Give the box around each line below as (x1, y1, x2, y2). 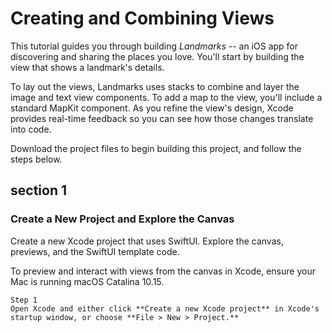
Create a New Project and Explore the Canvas (10, 212, 235, 226)
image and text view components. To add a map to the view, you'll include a (10, 91, 323, 103)
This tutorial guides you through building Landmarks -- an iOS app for (10, 40, 299, 52)
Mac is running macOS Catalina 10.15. (10, 275, 165, 287)
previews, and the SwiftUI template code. (10, 245, 180, 257)
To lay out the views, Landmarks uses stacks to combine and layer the (10, 80, 300, 92)
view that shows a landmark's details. (10, 61, 165, 73)
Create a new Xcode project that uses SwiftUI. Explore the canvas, (10, 235, 284, 247)
